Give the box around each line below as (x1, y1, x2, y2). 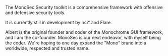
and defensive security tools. (5, 10, 66, 16)
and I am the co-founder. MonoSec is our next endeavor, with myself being (5, 35, 161, 40)
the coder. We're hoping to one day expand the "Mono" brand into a (5, 40, 146, 46)
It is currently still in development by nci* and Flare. (5, 20, 112, 25)
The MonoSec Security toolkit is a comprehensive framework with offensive (5, 5, 163, 10)
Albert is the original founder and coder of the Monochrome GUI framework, (5, 29, 163, 35)
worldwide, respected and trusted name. (5, 45, 90, 51)
